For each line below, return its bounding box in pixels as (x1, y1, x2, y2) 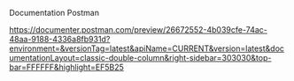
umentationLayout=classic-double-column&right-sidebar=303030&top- (9, 53, 272, 63)
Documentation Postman (9, 8, 100, 18)
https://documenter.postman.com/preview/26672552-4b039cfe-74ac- (9, 25, 267, 34)
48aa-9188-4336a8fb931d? (9, 34, 111, 44)
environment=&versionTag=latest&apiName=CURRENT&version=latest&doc (9, 43, 285, 54)
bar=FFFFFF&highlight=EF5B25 (9, 62, 124, 72)
